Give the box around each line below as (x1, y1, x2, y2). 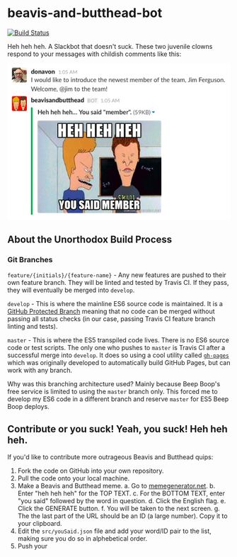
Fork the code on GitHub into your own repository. (17, 466, 164, 476)
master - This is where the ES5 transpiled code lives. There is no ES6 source (7, 336, 230, 344)
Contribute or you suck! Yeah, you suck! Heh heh (7, 423, 228, 435)
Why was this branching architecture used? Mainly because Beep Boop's (7, 380, 221, 388)
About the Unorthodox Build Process (7, 234, 173, 246)
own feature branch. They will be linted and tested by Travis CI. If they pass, (7, 278, 229, 287)
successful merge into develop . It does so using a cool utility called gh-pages (7, 351, 229, 359)
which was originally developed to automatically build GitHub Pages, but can (7, 359, 231, 367)
